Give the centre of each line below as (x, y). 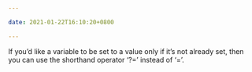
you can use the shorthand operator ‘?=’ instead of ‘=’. (96, 59)
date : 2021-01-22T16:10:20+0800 (61, 22)
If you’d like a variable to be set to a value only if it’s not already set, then (126, 51)
